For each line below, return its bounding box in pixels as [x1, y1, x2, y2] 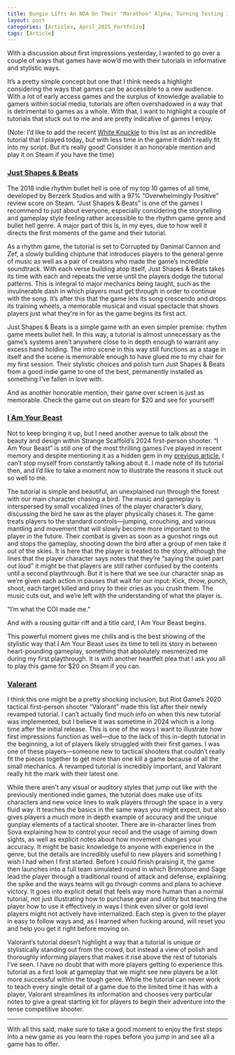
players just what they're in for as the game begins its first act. [7, 309, 187, 317]
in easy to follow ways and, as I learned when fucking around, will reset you [7, 917, 225, 925]
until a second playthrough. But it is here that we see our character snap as [7, 568, 224, 578]
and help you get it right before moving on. [7, 925, 131, 933]
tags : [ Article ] [7, 29, 55, 37]
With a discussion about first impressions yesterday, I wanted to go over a [7, 49, 220, 57]
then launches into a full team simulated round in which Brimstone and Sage [7, 865, 227, 874]
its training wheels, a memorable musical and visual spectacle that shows [7, 302, 219, 310]
